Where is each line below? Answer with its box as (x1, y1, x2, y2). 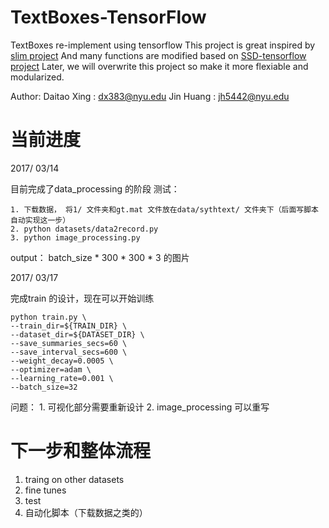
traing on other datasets (24, 473, 125, 485)
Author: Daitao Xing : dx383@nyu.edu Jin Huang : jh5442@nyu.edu (10, 90, 290, 102)
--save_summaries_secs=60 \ (10, 338, 128, 348)
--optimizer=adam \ (10, 364, 92, 375)
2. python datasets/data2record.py (10, 224, 159, 234)
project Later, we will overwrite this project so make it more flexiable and (10, 60, 309, 72)
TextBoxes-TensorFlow (10, 6, 207, 29)
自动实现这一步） (10, 215, 71, 225)
